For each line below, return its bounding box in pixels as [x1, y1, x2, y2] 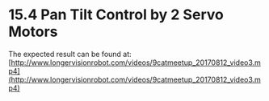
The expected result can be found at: [8, 49, 132, 59]
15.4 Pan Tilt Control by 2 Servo [8, 6, 224, 24]
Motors [8, 22, 58, 41]
